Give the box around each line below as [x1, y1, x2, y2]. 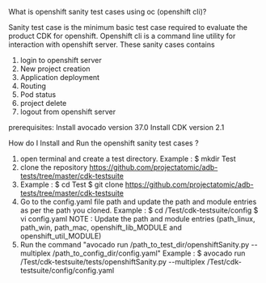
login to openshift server [19, 56, 103, 65]
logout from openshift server [19, 107, 116, 116]
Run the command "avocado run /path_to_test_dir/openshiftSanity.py [19, 240, 250, 249]
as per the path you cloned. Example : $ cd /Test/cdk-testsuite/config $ [19, 205, 259, 215]
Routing [19, 81, 47, 91]
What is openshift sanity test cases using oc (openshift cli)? [8, 7, 207, 16]
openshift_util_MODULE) [19, 231, 102, 241]
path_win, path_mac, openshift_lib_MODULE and [19, 222, 182, 232]
